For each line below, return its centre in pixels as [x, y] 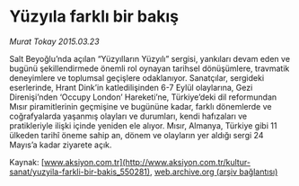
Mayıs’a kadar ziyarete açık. [61, 145]
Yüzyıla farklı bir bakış [94, 17]
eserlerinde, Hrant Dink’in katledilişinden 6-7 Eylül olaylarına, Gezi [131, 87]
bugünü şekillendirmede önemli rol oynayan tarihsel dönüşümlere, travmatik [149, 68]
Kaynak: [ [27, 162]
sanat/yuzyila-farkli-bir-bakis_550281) [80, 172]
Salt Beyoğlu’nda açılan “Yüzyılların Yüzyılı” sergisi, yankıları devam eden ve [149, 58]
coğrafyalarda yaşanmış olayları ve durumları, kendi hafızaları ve [128, 116]
